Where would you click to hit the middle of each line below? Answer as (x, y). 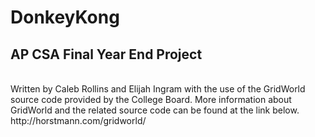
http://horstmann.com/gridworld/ (78, 120)
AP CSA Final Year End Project (106, 54)
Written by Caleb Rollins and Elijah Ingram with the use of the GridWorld (158, 89)
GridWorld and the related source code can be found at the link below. (155, 110)
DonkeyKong (65, 17)
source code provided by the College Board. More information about (151, 99)
